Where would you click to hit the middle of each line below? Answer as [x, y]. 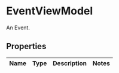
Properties [26, 46]
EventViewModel [50, 11]
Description [70, 63]
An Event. [18, 28]
